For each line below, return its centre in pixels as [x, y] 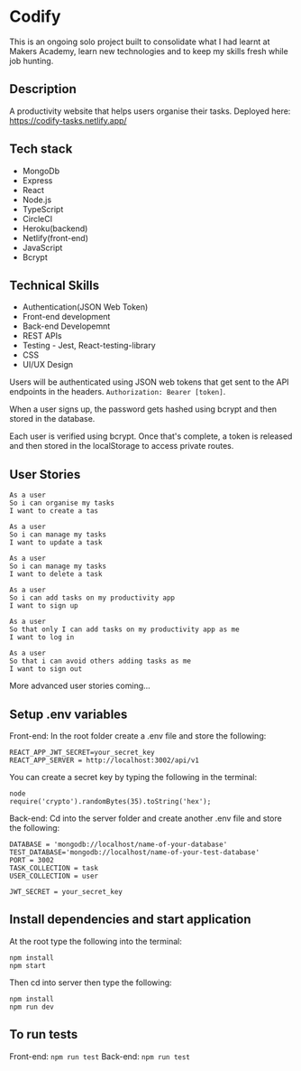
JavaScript [42, 247]
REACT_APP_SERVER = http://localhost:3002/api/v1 [105, 760]
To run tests [44, 1034]
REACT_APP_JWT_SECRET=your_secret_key [82, 752]
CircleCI [37, 219]
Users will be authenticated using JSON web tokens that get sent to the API [150, 382]
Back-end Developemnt [66, 326]
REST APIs [42, 336]
